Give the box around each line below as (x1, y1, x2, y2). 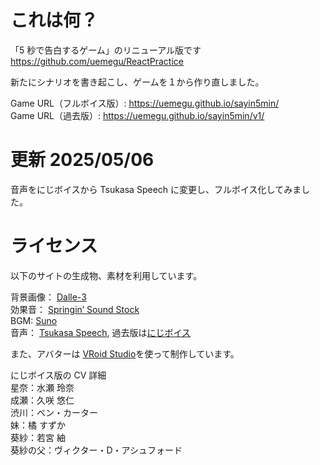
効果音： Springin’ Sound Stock (10, 303, 140, 315)
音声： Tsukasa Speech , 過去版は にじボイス (10, 326, 192, 338)
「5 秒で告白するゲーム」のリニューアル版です (10, 44, 202, 56)
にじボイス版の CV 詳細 (10, 369, 107, 381)
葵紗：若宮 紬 (10, 431, 66, 443)
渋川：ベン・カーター (10, 406, 98, 418)
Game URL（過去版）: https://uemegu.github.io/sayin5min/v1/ (10, 109, 265, 121)
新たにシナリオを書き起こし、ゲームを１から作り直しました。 (10, 76, 265, 88)
